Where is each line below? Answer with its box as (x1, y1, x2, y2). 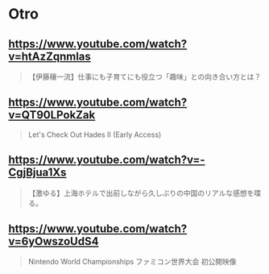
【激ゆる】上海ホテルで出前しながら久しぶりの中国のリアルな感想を (27, 188, 255, 197)
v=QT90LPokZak (8, 108, 96, 122)
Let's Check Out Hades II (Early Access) (27, 130, 162, 139)
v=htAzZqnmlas (8, 49, 91, 63)
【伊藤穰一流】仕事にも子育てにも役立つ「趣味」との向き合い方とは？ (27, 72, 262, 81)
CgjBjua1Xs (8, 166, 67, 180)
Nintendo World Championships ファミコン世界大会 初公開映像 (27, 257, 237, 267)
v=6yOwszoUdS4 (8, 235, 99, 248)
